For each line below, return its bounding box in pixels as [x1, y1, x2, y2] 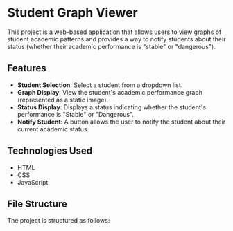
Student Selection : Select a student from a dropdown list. [17, 81, 183, 89]
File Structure [7, 198, 67, 210]
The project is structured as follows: [7, 216, 110, 225]
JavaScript [17, 178, 49, 186]
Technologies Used [7, 145, 92, 157]
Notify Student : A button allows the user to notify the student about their [17, 118, 226, 126]
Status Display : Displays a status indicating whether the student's [17, 102, 207, 111]
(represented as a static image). [17, 95, 109, 104]
